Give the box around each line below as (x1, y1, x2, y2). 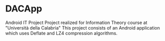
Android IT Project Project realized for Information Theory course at (5, 19, 148, 25)
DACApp (5, 3, 42, 14)
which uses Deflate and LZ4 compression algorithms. (5, 30, 117, 36)
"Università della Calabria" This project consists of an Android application (5, 24, 160, 30)
